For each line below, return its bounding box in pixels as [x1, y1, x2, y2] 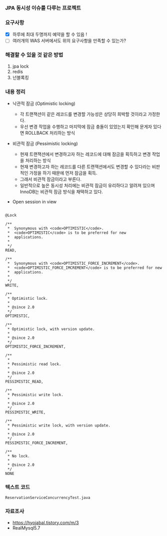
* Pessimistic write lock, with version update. [7, 423, 111, 428]
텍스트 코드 [5, 483, 30, 490]
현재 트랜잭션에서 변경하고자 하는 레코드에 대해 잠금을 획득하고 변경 [19, 151, 151, 157]
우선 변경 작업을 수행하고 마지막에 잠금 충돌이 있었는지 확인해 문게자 [19, 124, 152, 130]
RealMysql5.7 [12, 524, 40, 531]
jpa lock [12, 63, 29, 69]
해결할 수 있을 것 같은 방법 [5, 52, 63, 59]
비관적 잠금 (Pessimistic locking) [12, 140, 78, 146]
